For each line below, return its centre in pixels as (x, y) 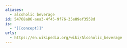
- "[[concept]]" (27, 28)
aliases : (14, 10)
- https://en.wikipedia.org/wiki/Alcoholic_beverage (66, 38)
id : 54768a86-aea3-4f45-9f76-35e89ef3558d (50, 19)
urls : (11, 33)
